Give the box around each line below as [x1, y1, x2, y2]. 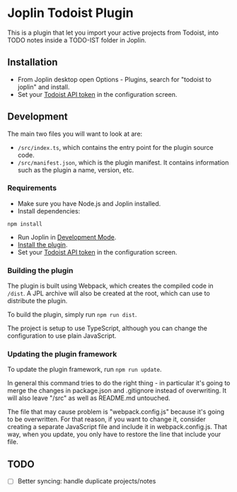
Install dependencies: [17, 206, 81, 215]
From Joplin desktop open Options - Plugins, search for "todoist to [17, 75, 212, 83]
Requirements [7, 183, 57, 193]
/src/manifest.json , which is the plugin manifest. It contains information [17, 158, 229, 167]
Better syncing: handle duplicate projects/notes [17, 477, 156, 486]
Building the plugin [7, 265, 74, 275]
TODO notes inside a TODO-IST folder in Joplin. [7, 35, 146, 44]
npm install [7, 221, 42, 228]
